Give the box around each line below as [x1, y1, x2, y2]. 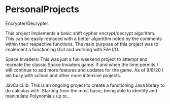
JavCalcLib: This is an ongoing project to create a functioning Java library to [5, 82, 165, 88]
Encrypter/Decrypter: [5, 20, 50, 26]
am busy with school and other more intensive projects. [5, 72, 122, 78]
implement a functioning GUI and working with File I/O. [5, 46, 120, 52]
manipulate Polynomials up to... [5, 93, 71, 99]
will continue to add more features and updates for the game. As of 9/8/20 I [5, 67, 163, 73]
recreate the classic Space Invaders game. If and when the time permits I [5, 61, 158, 67]
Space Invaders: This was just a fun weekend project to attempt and [5, 56, 148, 62]
